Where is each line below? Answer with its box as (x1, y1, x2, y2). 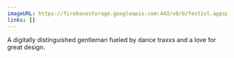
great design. (7, 43, 45, 51)
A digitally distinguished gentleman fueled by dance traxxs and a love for (7, 35, 217, 43)
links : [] (7, 17, 36, 23)
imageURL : (7, 10, 36, 17)
